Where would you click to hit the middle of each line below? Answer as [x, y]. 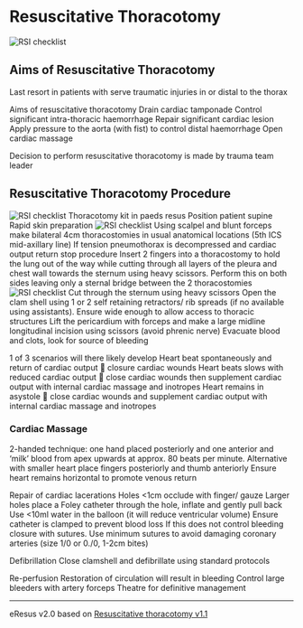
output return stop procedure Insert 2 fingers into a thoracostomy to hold [145, 254]
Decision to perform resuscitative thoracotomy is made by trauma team [142, 155]
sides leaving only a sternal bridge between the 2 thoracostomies [131, 283]
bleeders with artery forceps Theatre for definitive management [128, 587]
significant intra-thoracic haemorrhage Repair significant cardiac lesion [142, 118]
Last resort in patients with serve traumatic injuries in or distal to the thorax [149, 91]
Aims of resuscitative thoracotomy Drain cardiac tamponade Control [136, 109]
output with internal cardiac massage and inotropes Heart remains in [137, 387]
